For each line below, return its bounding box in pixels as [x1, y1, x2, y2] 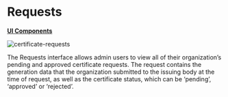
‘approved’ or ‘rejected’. [7, 82, 74, 90]
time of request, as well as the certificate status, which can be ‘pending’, [7, 74, 212, 83]
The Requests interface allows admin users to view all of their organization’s [7, 53, 222, 61]
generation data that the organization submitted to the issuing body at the [7, 68, 215, 76]
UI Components [7, 27, 53, 35]
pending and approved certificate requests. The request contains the [7, 60, 202, 68]
